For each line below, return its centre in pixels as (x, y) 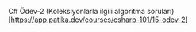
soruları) (160, 11)
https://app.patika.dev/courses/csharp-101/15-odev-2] (99, 20)
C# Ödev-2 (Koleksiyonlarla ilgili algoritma (77, 11)
